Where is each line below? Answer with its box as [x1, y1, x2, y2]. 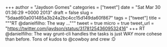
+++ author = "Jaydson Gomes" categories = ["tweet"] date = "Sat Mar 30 [5, 4, 161, 10]
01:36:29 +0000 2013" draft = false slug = [5, 9, 93, 15]
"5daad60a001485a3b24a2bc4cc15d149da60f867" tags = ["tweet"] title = [5, 15, 161, 20]
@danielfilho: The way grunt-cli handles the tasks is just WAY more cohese [5, 31, 162, 36]
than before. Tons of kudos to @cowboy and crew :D [5, 36, 116, 42]
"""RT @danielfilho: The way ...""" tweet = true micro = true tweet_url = [5, 20, 154, 26]
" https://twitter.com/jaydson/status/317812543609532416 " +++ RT [5, 25, 146, 31]
